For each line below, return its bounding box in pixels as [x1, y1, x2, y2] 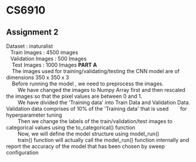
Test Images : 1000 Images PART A [11, 61, 97, 68]
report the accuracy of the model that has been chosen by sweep [6, 143, 165, 150]
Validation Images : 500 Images [10, 55, 87, 62]
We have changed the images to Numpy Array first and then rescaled [17, 87, 185, 93]
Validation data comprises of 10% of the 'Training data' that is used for [6, 105, 187, 112]
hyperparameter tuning [6, 111, 62, 118]
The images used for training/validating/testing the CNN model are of [11, 68, 180, 74]
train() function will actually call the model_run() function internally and [17, 137, 190, 143]
